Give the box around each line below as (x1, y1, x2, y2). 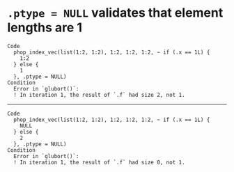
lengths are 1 (7, 19, 82, 36)
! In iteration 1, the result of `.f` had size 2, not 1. (13, 91, 186, 98)
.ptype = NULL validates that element (7, 5, 224, 21)
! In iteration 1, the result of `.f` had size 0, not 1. (13, 159, 186, 166)
